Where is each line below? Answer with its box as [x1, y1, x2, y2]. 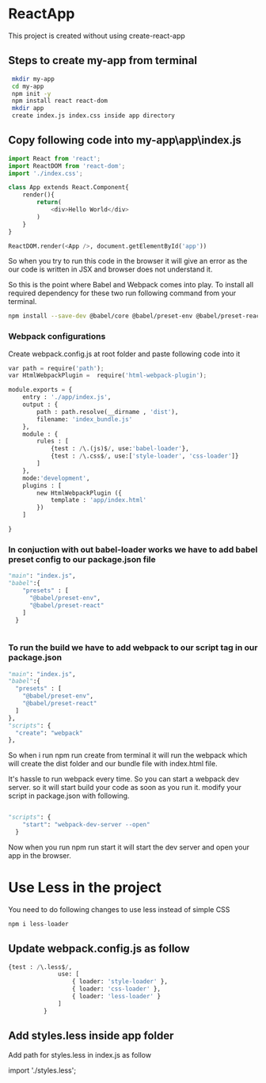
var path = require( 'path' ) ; [8, 364, 104, 372]
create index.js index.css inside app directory [11, 112, 176, 120]
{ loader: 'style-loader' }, [71, 978, 169, 986]
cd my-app [11, 82, 44, 90]
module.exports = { [8, 386, 73, 394]
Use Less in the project [8, 879, 162, 897]
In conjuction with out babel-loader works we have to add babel [8, 544, 258, 555]
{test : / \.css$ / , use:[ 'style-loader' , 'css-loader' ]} [50, 452, 239, 460]
